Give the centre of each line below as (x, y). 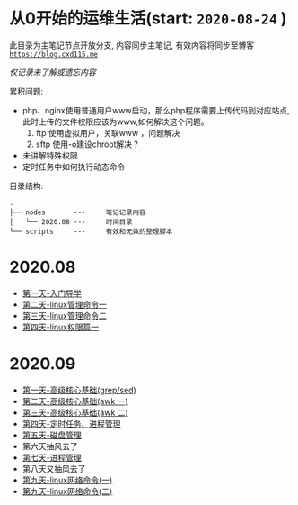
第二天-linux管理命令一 (65, 304)
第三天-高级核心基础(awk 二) (75, 412)
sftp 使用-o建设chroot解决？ (88, 144)
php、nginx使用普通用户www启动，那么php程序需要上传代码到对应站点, (156, 110)
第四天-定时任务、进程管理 (71, 423)
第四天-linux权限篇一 (61, 327)
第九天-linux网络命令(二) (67, 491)
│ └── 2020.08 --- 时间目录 (71, 221)
